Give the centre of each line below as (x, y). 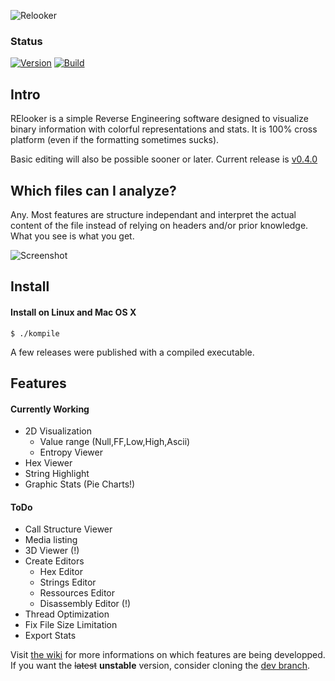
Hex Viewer (48, 463)
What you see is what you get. (72, 236)
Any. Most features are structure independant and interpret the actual (153, 214)
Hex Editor (61, 572)
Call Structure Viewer (68, 529)
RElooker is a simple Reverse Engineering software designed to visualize (159, 119)
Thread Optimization (67, 614)
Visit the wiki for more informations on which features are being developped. (168, 655)
